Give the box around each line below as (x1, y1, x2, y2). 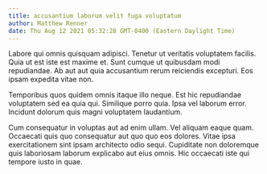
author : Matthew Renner (8, 19, 88, 27)
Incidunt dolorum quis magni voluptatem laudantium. (8, 107, 183, 117)
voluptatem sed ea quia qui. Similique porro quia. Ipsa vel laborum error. (8, 98, 247, 109)
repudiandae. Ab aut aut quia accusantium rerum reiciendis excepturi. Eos (8, 66, 253, 76)
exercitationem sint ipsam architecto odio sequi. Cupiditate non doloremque (8, 140, 260, 150)
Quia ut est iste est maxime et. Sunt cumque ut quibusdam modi (8, 57, 220, 67)
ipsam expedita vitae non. (8, 74, 94, 85)
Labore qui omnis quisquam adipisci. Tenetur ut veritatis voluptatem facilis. (8, 49, 257, 59)
